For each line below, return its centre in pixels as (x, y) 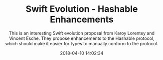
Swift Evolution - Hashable (82, 9)
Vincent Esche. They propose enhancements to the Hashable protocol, (82, 38)
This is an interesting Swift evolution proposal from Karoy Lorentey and (82, 33)
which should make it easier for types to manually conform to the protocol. (82, 43)
